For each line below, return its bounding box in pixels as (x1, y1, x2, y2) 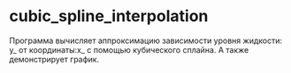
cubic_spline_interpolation (9, 6, 209, 26)
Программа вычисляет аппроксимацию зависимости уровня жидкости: (9, 35, 283, 46)
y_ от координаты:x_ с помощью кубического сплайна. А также (9, 44, 249, 55)
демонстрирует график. (9, 54, 100, 64)
